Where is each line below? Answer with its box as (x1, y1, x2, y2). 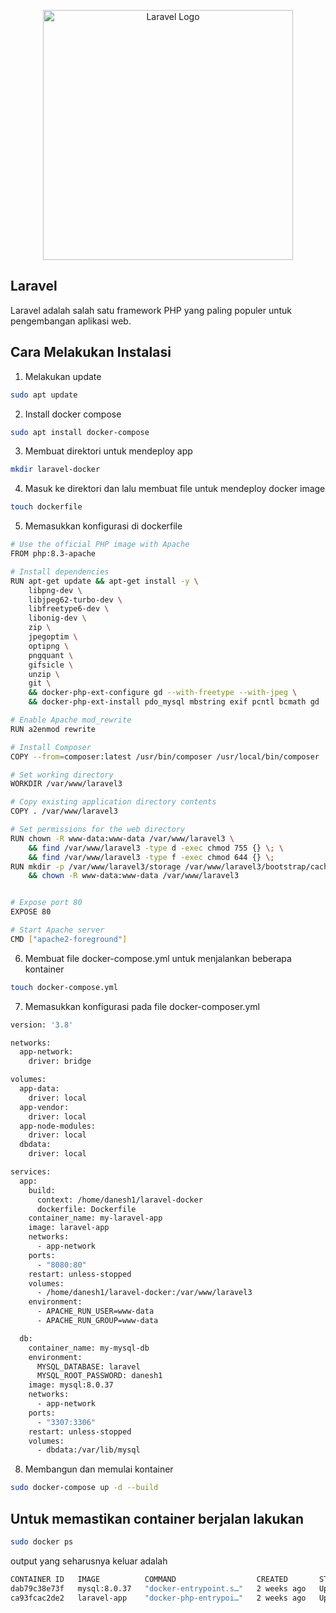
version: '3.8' (10, 1020, 74, 1030)
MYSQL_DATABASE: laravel (36, 1361, 141, 1372)
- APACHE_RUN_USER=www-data (36, 1306, 155, 1317)
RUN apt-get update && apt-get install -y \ (10, 576, 199, 586)
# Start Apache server (10, 925, 105, 935)
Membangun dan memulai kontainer (24, 1463, 174, 1475)
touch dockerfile (10, 502, 83, 512)
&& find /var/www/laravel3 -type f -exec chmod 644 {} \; (28, 852, 275, 862)
